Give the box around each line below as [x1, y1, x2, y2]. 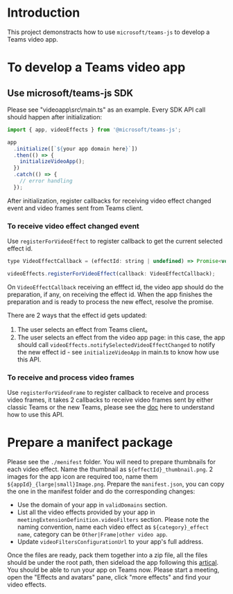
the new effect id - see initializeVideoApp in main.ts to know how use [17, 348, 220, 356]
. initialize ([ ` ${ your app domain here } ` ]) [13, 145, 138, 152]
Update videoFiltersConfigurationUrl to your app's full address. [17, 538, 203, 546]
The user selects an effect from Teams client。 [17, 325, 151, 334]
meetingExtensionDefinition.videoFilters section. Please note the [17, 516, 209, 524]
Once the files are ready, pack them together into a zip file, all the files [7, 551, 208, 559]
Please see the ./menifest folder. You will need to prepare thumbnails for [7, 458, 216, 466]
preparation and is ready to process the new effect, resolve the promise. [7, 297, 214, 306]
